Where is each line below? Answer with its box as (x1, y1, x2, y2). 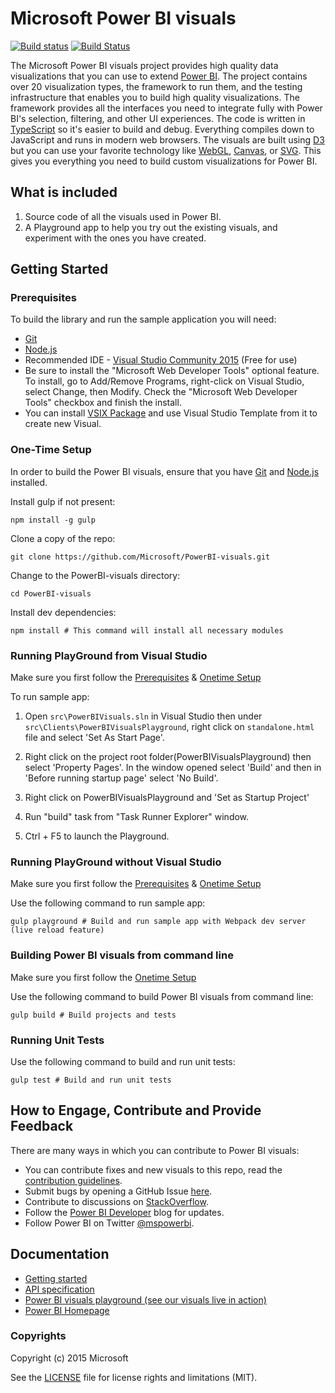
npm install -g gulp (10, 515, 97, 525)
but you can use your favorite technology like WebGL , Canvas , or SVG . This (10, 144, 322, 156)
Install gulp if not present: (10, 495, 116, 507)
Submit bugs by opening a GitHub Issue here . (24, 1185, 213, 1197)
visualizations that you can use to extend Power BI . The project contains (10, 70, 308, 82)
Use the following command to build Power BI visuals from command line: (10, 990, 314, 1002)
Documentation (10, 1246, 110, 1263)
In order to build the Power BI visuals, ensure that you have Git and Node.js (10, 465, 320, 477)
